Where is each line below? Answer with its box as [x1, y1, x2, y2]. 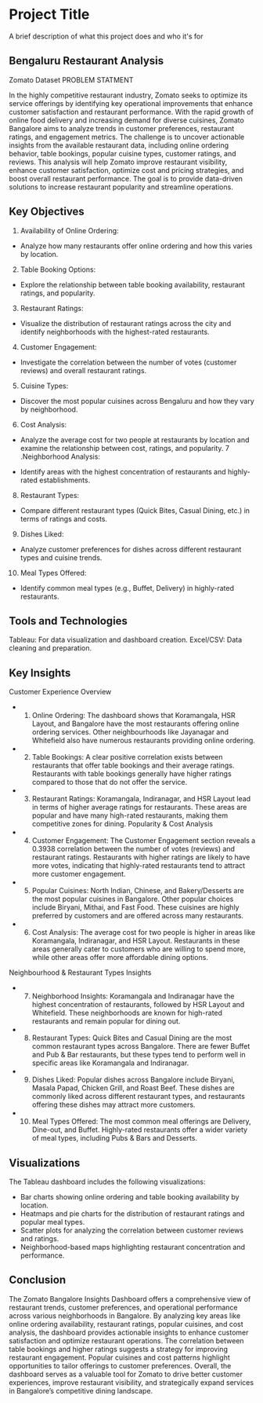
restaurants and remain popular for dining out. [31, 1017, 181, 1026]
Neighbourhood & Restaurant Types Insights [9, 968, 152, 977]
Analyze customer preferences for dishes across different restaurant [20, 544, 242, 554]
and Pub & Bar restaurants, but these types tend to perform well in [31, 1050, 246, 1060]
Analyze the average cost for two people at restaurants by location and [20, 434, 250, 445]
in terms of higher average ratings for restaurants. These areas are [31, 803, 247, 812]
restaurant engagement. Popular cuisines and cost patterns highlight [9, 1353, 230, 1362]
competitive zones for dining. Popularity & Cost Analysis [31, 819, 214, 829]
